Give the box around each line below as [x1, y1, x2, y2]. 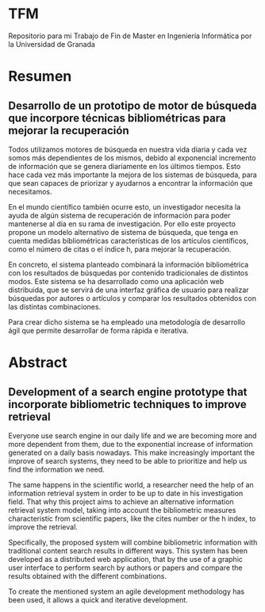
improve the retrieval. [8, 522, 78, 532]
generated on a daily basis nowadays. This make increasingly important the [8, 448, 255, 457]
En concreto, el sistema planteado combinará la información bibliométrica [8, 260, 249, 269]
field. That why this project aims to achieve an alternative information [8, 497, 234, 506]
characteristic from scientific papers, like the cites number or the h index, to [8, 514, 256, 523]
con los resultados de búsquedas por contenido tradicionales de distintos [8, 268, 248, 278]
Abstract [8, 354, 67, 371]
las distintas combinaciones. [8, 302, 102, 311]
